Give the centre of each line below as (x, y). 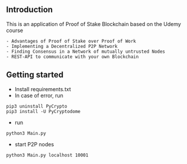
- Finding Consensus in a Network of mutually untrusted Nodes (86, 52)
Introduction (30, 10)
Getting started (35, 75)
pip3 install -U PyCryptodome (43, 111)
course (15, 30)
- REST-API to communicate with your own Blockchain (72, 57)
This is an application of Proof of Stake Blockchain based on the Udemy (94, 24)
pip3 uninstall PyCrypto (37, 106)
